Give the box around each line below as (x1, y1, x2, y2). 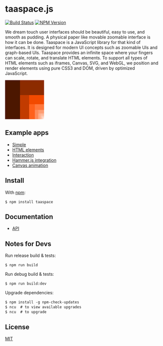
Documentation (5, 212, 54, 221)
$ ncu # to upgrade (5, 309, 47, 315)
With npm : (5, 189, 26, 195)
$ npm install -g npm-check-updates (5, 300, 79, 305)
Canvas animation (12, 162, 49, 168)
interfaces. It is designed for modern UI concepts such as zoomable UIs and (5, 44, 158, 50)
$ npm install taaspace (5, 199, 54, 204)
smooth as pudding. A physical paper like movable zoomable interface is (5, 34, 151, 40)
